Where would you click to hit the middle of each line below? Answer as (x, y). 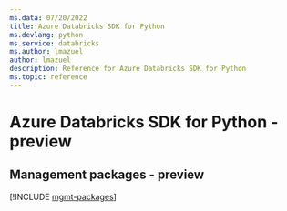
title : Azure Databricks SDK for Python (87, 26)
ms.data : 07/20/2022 (49, 18)
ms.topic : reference (49, 77)
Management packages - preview (107, 175)
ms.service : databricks (55, 43)
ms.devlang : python (46, 35)
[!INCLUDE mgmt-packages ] (63, 196)
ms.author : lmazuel (46, 52)
